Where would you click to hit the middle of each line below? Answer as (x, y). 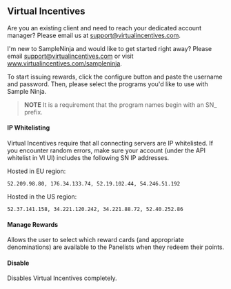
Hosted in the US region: (42, 197)
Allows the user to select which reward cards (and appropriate (96, 240)
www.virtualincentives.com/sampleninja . (65, 63)
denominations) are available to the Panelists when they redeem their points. (116, 247)
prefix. (33, 112)
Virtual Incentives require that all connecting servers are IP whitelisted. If (110, 143)
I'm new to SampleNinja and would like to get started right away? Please (110, 48)
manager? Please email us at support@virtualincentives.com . (94, 35)
